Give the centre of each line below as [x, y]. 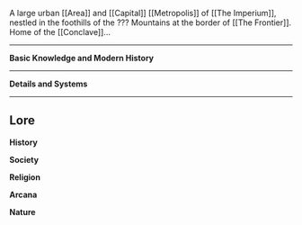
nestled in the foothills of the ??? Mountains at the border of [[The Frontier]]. [151, 22]
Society [24, 159]
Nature [22, 211]
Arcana [23, 194]
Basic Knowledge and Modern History [82, 58]
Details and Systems [49, 84]
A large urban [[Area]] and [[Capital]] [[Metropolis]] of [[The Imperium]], [143, 13]
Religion [25, 177]
